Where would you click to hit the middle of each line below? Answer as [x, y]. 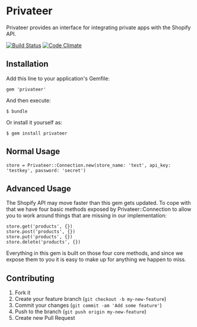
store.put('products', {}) [39, 237]
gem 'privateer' [26, 89]
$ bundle [17, 111]
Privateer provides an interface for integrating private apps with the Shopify [99, 27]
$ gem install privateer [37, 133]
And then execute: [28, 100]
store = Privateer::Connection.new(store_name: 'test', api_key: [88, 165]
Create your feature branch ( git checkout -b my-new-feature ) [90, 299]
